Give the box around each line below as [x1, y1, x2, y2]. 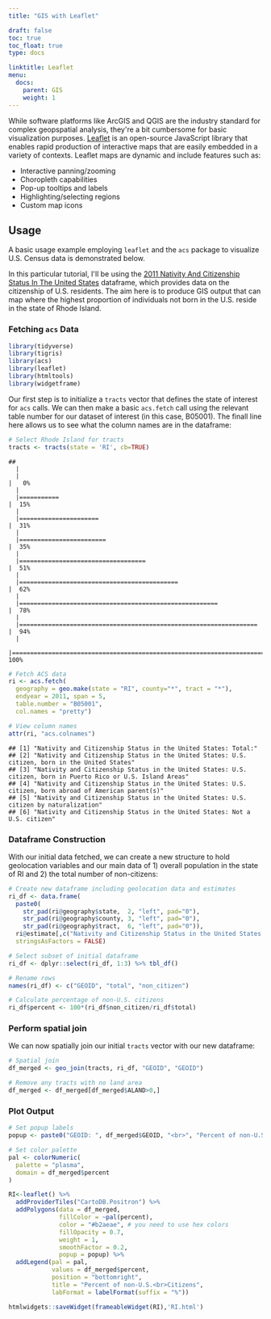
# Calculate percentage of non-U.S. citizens [8, 996, 164, 1005]
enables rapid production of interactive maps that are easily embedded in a [8, 141, 258, 151]
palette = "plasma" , [15, 1161, 85, 1169]
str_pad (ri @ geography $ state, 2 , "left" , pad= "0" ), [23, 907, 200, 916]
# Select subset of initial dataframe [8, 951, 139, 960]
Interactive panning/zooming [19, 166, 116, 175]
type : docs [8, 49, 45, 57]
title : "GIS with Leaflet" [8, 11, 99, 20]
